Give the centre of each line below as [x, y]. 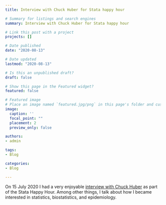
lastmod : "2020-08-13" [28, 64]
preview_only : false [31, 128]
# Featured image [23, 100]
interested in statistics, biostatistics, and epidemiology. [61, 197]
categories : [17, 163]
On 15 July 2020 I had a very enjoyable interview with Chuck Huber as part [81, 187]
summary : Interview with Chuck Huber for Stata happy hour [67, 23]
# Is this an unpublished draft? [40, 73]
